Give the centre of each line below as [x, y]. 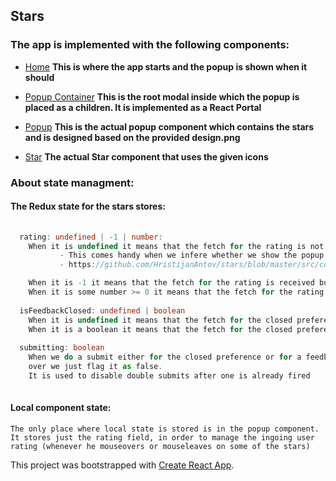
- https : [78, 265]
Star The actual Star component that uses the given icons [146, 156]
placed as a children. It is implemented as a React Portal [143, 107]
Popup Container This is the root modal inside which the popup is [162, 96]
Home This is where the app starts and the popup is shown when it [166, 66]
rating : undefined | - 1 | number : [91, 237]
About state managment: [72, 182]
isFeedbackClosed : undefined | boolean [102, 310]
